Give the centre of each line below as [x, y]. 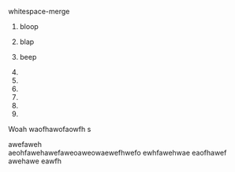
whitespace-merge [39, 11]
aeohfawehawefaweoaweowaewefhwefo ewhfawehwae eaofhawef [117, 153]
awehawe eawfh [35, 161]
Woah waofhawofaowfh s [50, 129]
